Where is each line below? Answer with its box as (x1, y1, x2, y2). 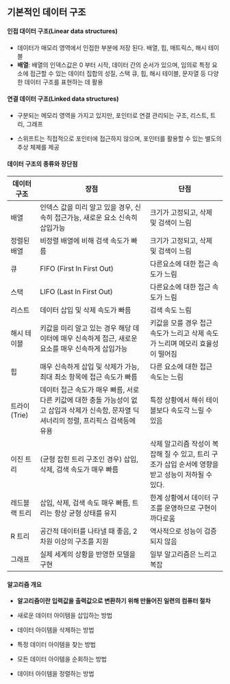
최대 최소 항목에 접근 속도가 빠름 (40, 372, 138, 382)
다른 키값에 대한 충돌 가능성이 (40, 395, 130, 404)
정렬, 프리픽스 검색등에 (66, 416, 136, 425)
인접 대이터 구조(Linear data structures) (7, 27, 118, 35)
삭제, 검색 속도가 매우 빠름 (40, 465, 119, 474)
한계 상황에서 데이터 (149, 493, 211, 502)
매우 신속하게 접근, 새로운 (60, 334, 138, 343)
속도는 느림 (149, 372, 183, 382)
